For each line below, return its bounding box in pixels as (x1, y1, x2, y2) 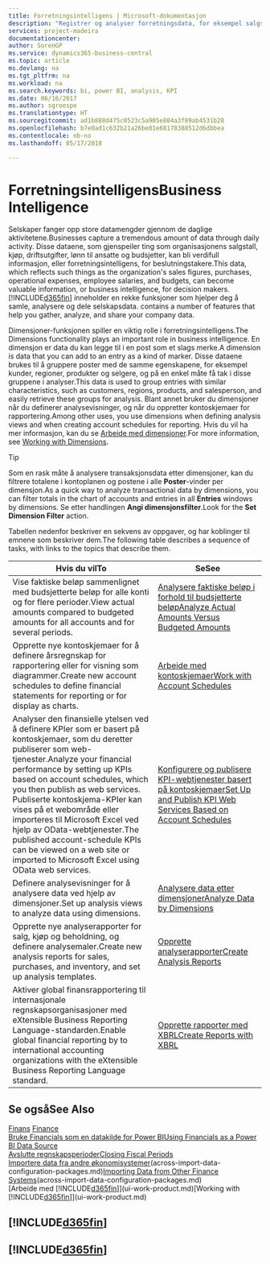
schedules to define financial (12, 680, 122, 691)
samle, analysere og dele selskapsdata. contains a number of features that (8, 301, 256, 311)
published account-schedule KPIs (12, 835, 142, 846)
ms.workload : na (8, 79, 63, 87)
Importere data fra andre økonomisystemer (8, 1158, 151, 1168)
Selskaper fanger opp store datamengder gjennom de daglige (8, 225, 213, 234)
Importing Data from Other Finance (103, 1167, 219, 1176)
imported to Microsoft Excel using (12, 855, 140, 866)
